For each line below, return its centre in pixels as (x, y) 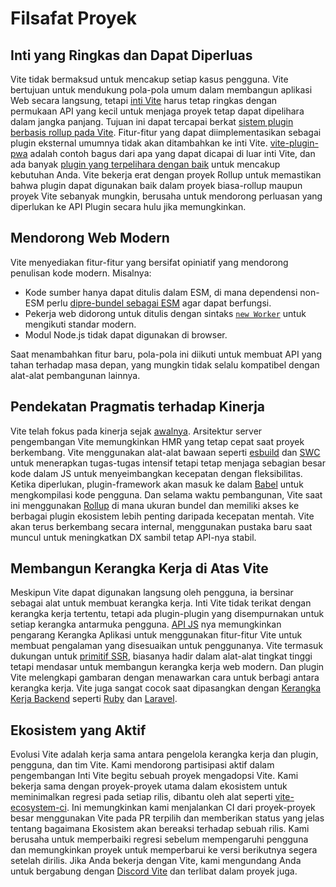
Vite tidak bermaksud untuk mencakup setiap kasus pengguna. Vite (149, 79)
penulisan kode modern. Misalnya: (81, 273)
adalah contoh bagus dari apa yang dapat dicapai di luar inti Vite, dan (172, 153)
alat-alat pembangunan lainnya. (75, 375)
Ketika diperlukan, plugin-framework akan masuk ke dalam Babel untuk (157, 484)
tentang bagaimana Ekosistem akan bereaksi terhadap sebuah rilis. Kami (160, 829)
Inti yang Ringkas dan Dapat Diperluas (131, 55)
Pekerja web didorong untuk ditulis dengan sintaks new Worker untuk (165, 313)
